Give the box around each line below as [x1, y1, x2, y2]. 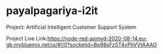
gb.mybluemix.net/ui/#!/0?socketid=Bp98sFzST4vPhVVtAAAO [6, 41, 157, 48]
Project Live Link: [6, 35, 48, 42]
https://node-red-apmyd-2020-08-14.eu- [47, 35, 148, 42]
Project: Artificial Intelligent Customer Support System [6, 23, 137, 31]
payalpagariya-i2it [6, 4, 99, 18]
